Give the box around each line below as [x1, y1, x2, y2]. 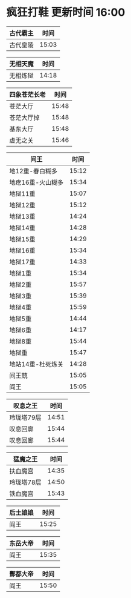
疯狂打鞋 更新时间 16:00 [6, 5, 126, 19]
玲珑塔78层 [9, 478, 42, 487]
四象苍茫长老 [9, 90, 46, 99]
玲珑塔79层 [9, 413, 42, 422]
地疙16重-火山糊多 [9, 178, 64, 187]
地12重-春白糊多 [9, 167, 58, 175]
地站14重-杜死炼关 [9, 360, 64, 368]
